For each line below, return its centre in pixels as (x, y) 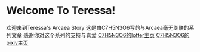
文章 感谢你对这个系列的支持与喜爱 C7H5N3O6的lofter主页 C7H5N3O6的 (100, 35)
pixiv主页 (17, 42)
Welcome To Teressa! (61, 10)
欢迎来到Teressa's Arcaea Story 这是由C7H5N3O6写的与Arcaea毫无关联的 (98, 27)
